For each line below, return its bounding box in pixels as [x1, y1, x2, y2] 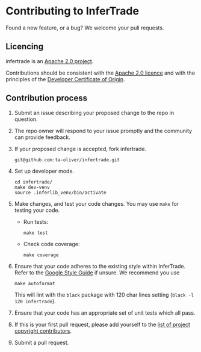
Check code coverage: [23, 240, 80, 247]
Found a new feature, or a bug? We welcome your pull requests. [5, 24, 164, 31]
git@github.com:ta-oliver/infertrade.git [14, 156, 120, 163]
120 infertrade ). [14, 297, 57, 304]
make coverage [23, 252, 59, 258]
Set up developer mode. [14, 167, 75, 174]
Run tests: [23, 218, 49, 225]
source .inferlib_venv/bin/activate [14, 190, 107, 196]
